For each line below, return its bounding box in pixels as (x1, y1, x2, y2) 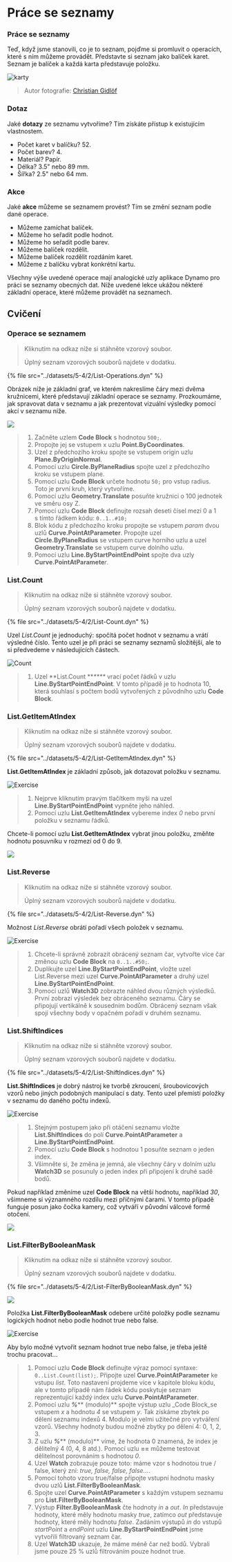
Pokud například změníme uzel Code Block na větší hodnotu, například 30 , (7, 1188, 220, 1196)
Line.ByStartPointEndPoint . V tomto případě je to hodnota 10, (34, 680, 211, 688)
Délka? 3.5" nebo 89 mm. (17, 162, 90, 171)
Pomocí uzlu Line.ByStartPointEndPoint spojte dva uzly (34, 551, 195, 559)
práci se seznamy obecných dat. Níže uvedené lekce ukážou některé (7, 281, 204, 289)
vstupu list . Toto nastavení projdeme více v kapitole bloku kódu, (34, 1378, 215, 1387)
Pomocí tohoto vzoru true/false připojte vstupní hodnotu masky (34, 1474, 215, 1483)
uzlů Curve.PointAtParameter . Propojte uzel (34, 528, 162, 537)
